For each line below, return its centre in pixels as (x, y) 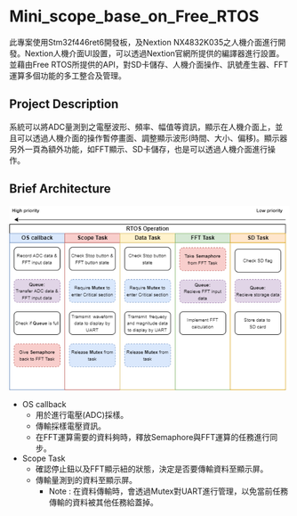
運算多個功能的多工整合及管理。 (68, 75)
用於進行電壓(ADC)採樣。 (82, 415)
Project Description (64, 104)
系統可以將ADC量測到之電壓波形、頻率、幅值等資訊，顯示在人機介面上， (142, 127)
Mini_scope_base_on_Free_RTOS (134, 16)
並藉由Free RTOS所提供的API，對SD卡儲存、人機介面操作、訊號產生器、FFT (149, 64)
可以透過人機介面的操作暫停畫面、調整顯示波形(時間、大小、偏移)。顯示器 (152, 138)
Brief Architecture (60, 189)
